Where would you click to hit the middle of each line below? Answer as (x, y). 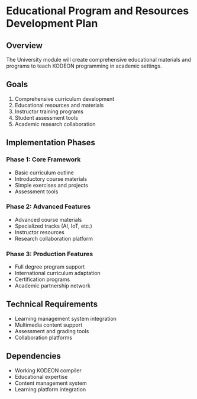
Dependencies (33, 356)
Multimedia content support (49, 325)
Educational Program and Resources (98, 11)
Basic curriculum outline (44, 173)
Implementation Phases (51, 143)
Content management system (51, 383)
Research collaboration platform (54, 238)
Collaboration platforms (43, 337)
